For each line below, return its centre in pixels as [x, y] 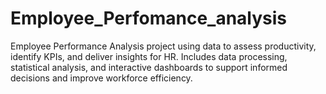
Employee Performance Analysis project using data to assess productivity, [163, 46]
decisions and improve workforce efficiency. [101, 78]
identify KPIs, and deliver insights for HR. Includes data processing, [149, 56]
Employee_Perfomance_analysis [149, 18]
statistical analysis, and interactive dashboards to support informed [149, 67]
